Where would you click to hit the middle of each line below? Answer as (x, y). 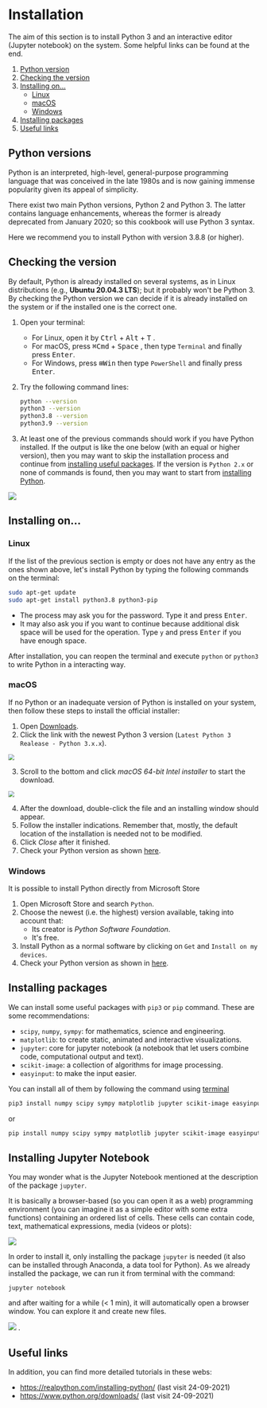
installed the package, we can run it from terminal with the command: (122, 1273)
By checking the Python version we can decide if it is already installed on (128, 298)
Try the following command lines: (74, 387)
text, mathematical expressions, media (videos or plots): (100, 1227)
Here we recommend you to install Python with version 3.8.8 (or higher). (126, 237)
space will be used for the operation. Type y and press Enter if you (130, 632)
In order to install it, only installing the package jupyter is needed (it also (127, 1257)
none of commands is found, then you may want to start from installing (135, 473)
